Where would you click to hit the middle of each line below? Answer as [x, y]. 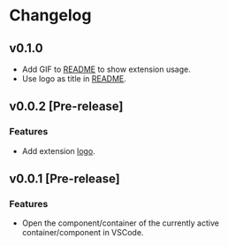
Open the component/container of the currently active [120, 223]
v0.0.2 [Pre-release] [66, 107]
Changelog [50, 15]
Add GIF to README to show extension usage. [106, 69]
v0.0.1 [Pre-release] [65, 179]
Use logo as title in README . [74, 79]
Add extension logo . [58, 150]
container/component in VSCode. [83, 233]
